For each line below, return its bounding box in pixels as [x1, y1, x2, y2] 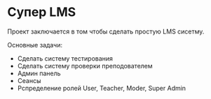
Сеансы [17, 76, 41, 84]
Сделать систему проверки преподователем [17, 61, 153, 70]
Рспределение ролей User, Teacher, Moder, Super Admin [17, 84, 186, 92]
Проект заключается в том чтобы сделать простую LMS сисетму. [7, 27, 205, 36]
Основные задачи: [7, 40, 63, 49]
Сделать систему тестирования [17, 54, 114, 63]
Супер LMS [7, 4, 76, 20]
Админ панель [17, 69, 61, 77]
